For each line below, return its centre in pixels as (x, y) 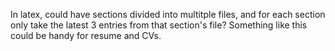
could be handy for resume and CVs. (86, 35)
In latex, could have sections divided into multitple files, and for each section (168, 14)
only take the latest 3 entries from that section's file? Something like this (159, 25)
